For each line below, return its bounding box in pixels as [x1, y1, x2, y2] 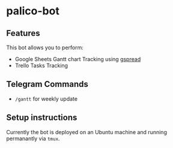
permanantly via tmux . [6, 135, 60, 142]
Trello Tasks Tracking [14, 62, 68, 69]
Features [6, 28, 40, 38]
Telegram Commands [6, 79, 88, 89]
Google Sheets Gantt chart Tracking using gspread [14, 56, 141, 62]
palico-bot [6, 4, 60, 18]
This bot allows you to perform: [6, 44, 84, 51]
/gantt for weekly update [14, 95, 78, 102]
